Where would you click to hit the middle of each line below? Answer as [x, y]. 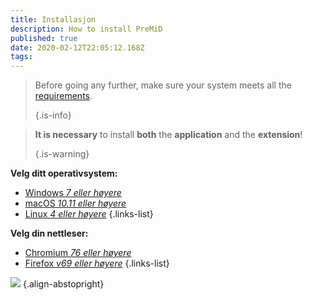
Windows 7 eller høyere [73, 193]
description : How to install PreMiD [86, 29]
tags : [21, 57]
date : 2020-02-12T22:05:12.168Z [77, 47]
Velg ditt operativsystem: [64, 173]
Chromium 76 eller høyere [78, 253]
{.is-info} [53, 115]
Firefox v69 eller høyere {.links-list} [97, 263]
